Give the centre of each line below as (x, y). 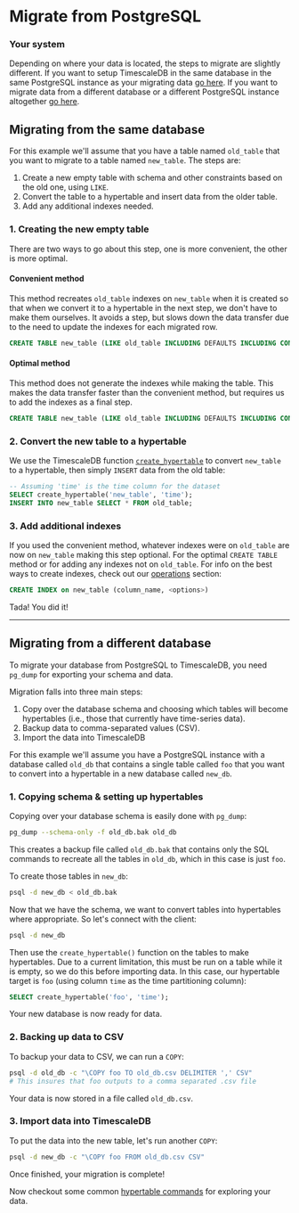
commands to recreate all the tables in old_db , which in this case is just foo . (148, 858)
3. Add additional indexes (65, 526)
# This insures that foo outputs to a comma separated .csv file (133, 1081)
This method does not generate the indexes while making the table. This (141, 383)
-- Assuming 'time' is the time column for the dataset (115, 487)
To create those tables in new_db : (69, 876)
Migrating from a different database (110, 643)
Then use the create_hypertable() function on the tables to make (129, 952)
